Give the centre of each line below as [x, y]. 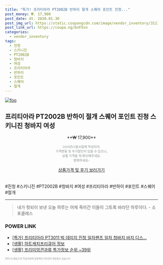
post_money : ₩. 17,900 [28, 14]
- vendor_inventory [29, 37]
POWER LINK [21, 226]
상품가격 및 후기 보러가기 [81, 170]
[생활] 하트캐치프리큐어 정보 [38, 244]
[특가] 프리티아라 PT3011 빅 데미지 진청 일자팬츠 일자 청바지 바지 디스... [79, 237]
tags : [10, 41]
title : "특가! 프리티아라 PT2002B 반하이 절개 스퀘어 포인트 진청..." [68, 9]
